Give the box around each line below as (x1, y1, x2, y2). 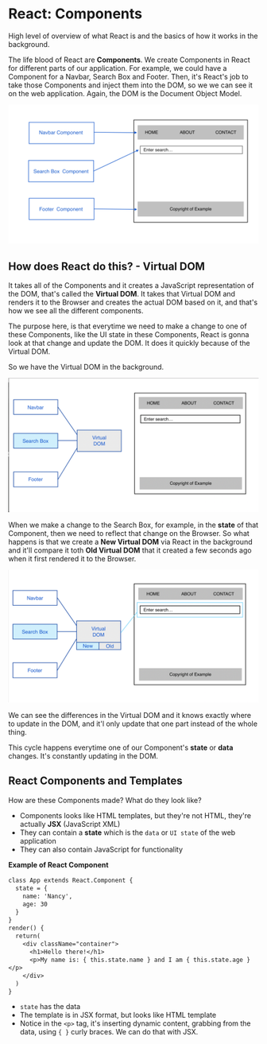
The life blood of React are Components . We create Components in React (8, 55, 250, 64)
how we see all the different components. (8, 306, 145, 316)
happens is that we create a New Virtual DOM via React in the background (8, 538, 253, 547)
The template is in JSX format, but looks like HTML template (19, 1010, 217, 1019)
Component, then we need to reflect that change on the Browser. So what (8, 529, 250, 538)
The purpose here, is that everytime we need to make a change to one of (8, 321, 248, 331)
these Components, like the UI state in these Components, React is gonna (8, 330, 250, 340)
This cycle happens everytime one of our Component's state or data (8, 743, 234, 752)
